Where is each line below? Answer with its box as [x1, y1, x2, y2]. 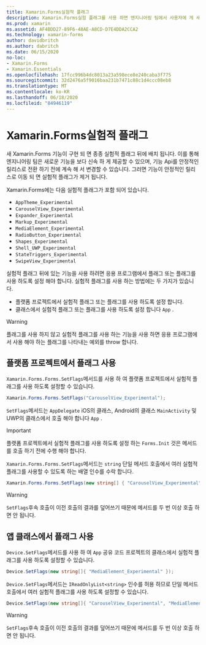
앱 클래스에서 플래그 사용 [6, 531, 94, 541]
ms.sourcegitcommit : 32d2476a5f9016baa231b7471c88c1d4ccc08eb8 [6, 77, 172, 83]
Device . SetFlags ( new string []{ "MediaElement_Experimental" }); [6, 568, 174, 574]
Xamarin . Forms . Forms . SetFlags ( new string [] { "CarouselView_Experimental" [6, 480, 202, 486]
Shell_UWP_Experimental [15, 245, 77, 251]
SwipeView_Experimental [15, 258, 77, 264]
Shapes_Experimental [15, 239, 68, 245]
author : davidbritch [6, 37, 59, 44]
